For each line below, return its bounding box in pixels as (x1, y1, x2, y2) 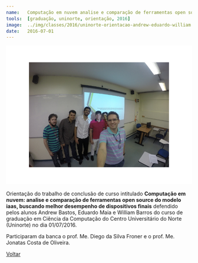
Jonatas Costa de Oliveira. (6, 239, 71, 247)
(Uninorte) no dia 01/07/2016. (6, 221, 77, 229)
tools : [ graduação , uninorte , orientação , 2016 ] (6, 15, 131, 22)
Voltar (6, 251, 21, 258)
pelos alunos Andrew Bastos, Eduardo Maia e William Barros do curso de (6, 209, 183, 216)
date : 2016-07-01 (6, 28, 54, 34)
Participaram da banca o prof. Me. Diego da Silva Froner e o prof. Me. (6, 233, 175, 240)
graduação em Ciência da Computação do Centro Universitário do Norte (6, 215, 182, 222)
